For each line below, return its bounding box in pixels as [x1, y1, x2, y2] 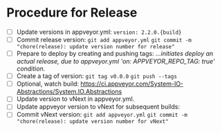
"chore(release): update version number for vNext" [16, 118, 169, 125]
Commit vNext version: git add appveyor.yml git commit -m [16, 111, 188, 119]
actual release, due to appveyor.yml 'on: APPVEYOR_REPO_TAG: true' [16, 57, 215, 66]
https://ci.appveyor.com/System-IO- [80, 79, 184, 88]
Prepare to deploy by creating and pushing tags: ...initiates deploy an [16, 50, 214, 58]
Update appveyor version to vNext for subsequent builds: [16, 102, 181, 111]
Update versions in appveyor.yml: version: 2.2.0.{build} [16, 28, 182, 36]
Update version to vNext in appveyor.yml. [16, 95, 135, 103]
